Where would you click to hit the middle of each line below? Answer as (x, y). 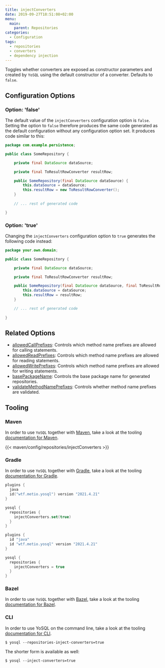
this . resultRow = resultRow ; (53, 295)
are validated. (26, 392)
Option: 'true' (22, 225)
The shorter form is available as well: (42, 651)
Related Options (30, 333)
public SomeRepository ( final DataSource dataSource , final (76, 286)
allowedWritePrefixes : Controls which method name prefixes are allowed (86, 366)
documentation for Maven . (32, 438)
